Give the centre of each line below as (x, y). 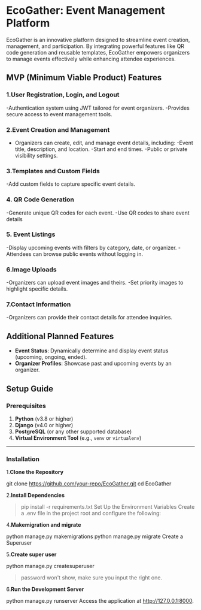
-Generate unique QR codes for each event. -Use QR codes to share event (98, 213)
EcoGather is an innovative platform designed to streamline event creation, (98, 40)
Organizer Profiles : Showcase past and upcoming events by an (93, 364)
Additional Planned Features (60, 336)
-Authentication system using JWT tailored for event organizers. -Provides (98, 108)
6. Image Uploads (31, 269)
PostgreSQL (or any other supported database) (73, 431)
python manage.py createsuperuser (50, 566)
